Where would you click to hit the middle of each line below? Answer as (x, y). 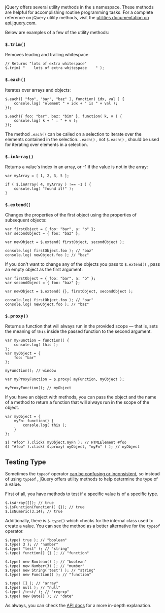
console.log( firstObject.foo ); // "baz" (49, 251)
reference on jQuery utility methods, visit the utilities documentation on (77, 18)
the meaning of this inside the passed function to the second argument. (78, 331)
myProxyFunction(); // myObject (38, 388)
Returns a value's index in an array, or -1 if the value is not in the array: (77, 167)
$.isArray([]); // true (30, 503)
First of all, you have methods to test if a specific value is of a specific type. (82, 494)
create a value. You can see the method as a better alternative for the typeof (82, 526)
